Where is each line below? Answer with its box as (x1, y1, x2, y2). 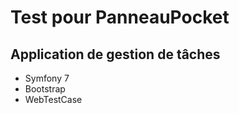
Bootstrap (24, 83, 66, 95)
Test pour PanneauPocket (10, 6, 230, 29)
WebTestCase (24, 94, 83, 105)
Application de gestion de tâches (10, 46, 221, 63)
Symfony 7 (24, 72, 70, 84)
